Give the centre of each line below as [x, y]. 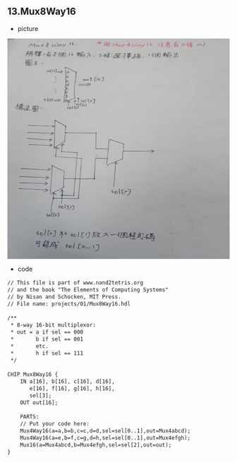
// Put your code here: [55, 424]
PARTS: [30, 417]
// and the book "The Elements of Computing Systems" [88, 290]
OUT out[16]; [39, 402]
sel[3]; [41, 395]
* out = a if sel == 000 [47, 332]
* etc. [30, 346]
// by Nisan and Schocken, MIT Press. [64, 297]
